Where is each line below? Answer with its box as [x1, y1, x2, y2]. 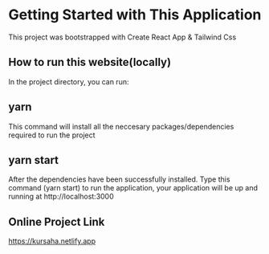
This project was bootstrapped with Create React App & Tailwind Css [8, 32, 237, 42]
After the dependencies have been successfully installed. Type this [8, 174, 230, 184]
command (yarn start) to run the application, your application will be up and [8, 183, 259, 193]
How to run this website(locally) [8, 55, 171, 69]
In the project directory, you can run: [8, 76, 129, 86]
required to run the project [8, 130, 96, 140]
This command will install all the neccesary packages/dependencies [8, 121, 234, 131]
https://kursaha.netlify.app [8, 236, 96, 246]
